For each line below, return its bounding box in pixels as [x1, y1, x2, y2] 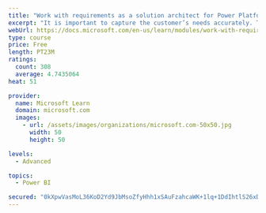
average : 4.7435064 [15, 70, 80, 78]
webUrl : [8, 26, 34, 34]
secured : [8, 193, 37, 201]
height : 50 [28, 136, 66, 144]
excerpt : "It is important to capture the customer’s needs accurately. [8, 19, 253, 27]
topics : [8, 171, 34, 180]
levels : [8, 150, 34, 158]
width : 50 [28, 129, 62, 136]
